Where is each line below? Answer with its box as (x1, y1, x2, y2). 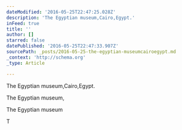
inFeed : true (6, 20, 40, 26)
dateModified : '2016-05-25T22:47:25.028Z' (6, 9, 116, 15)
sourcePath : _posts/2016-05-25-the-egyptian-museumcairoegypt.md (6, 49, 176, 55)
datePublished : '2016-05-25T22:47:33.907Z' (6, 43, 119, 49)
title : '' (6, 26, 32, 32)
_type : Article (6, 60, 45, 66)
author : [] (6, 32, 34, 38)
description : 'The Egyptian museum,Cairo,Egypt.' (6, 15, 136, 21)
